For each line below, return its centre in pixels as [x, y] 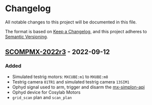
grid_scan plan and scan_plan [42, 97]
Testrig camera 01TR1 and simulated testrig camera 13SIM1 [71, 82]
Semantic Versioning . [26, 37]
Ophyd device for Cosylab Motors [46, 92]
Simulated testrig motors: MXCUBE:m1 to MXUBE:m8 [60, 77]
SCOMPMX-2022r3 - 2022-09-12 [58, 52]
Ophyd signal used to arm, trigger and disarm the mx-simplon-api [78, 87]
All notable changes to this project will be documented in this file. [71, 22]
